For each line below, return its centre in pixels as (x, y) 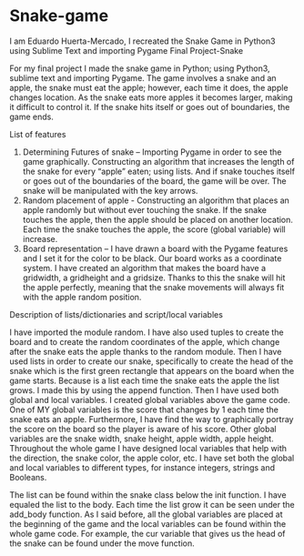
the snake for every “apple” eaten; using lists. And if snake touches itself (159, 171)
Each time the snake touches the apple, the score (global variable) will (154, 229)
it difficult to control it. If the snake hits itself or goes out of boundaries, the (150, 106)
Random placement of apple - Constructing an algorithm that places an (156, 200)
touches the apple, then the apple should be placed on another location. (158, 219)
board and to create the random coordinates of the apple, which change (145, 341)
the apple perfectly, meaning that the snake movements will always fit (153, 287)
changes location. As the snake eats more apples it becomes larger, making (151, 97)
